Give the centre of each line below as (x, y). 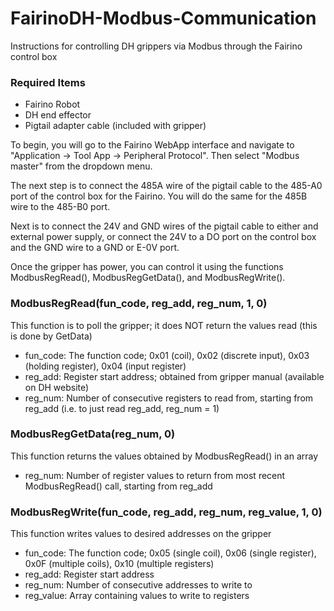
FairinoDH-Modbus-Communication (163, 18)
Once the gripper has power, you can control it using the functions (147, 267)
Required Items (48, 82)
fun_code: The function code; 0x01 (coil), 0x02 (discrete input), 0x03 (167, 355)
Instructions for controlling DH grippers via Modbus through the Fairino (156, 46)
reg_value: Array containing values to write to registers (137, 596)
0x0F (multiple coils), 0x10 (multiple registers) (119, 564)
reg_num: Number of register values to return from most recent (155, 475)
